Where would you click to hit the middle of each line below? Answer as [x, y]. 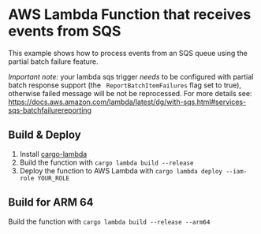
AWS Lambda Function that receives [130, 15]
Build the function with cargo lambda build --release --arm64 [109, 221]
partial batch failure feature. [53, 61]
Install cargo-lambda [53, 154]
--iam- [237, 171]
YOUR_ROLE [54, 178]
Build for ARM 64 [51, 202]
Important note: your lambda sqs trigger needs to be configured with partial [131, 76]
